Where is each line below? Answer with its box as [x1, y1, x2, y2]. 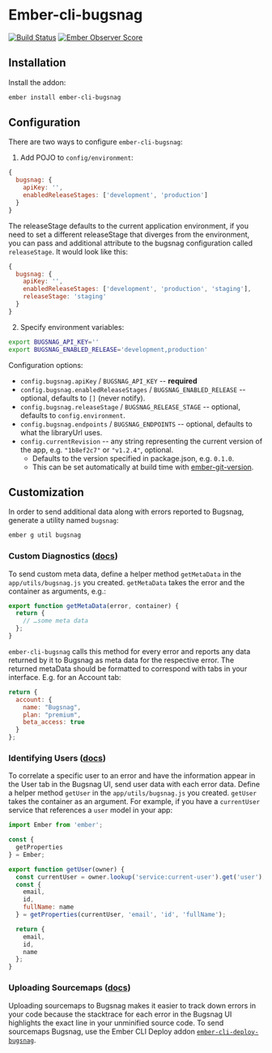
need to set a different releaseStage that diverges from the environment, [8, 229, 250, 239]
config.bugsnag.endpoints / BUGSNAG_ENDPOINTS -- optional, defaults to [19, 419, 253, 429]
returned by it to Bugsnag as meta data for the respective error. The [8, 655, 235, 665]
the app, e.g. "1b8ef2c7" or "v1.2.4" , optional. [19, 444, 174, 455]
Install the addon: [8, 77, 66, 87]
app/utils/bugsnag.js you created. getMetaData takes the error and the [8, 577, 245, 587]
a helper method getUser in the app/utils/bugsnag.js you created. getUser [8, 788, 257, 798]
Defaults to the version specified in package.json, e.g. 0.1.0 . [32, 453, 235, 463]
